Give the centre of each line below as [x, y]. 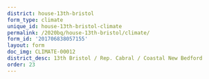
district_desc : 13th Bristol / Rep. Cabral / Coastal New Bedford [105, 58]
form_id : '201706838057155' [48, 39]
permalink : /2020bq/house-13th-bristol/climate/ [79, 33]
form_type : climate [35, 20]
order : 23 [21, 65]
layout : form [26, 45]
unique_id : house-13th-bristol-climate [65, 26]
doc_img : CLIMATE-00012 [42, 52]
